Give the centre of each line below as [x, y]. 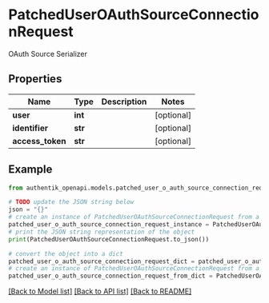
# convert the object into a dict [66, 253]
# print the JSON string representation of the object [102, 232]
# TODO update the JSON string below [71, 202]
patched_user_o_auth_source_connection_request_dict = [102, 261]
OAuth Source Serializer [48, 54]
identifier [30, 128]
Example [30, 169]
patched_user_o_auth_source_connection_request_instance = [109, 225]
